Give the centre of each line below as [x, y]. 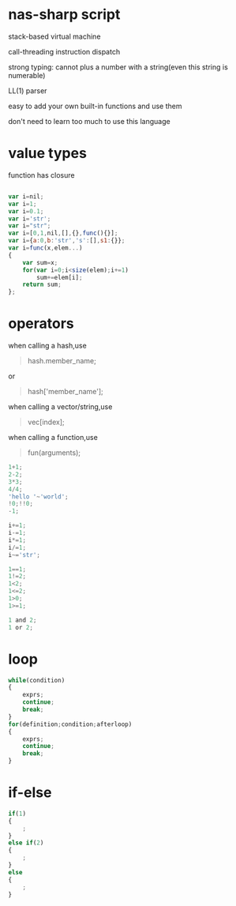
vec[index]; [46, 422]
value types [47, 154]
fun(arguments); [54, 453]
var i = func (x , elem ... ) [45, 248]
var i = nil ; [26, 196]
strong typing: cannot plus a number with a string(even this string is [118, 67]
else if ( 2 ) [26, 843]
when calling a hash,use [47, 346]
